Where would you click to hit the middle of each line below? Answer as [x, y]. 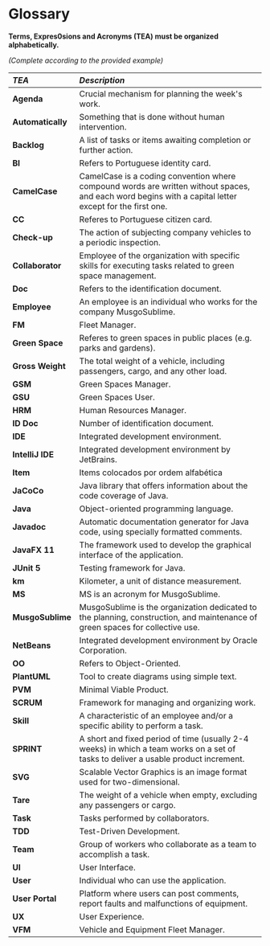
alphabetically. [34, 44]
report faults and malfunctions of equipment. [164, 903]
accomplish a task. [115, 854]
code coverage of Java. [124, 495]
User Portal [35, 899]
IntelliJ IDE [33, 454]
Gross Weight [39, 366]
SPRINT [27, 748]
